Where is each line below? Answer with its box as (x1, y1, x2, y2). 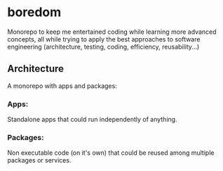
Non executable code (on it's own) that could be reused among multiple (7, 148, 215, 157)
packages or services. (7, 156, 72, 165)
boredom (7, 4, 62, 20)
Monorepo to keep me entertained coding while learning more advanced (7, 27, 217, 36)
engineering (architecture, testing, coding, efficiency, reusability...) (7, 42, 200, 51)
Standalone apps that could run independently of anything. (7, 115, 177, 124)
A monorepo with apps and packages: (7, 82, 117, 90)
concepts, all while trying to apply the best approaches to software (7, 34, 201, 43)
